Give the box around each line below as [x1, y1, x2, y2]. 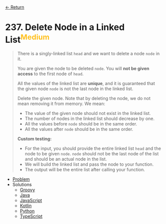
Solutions [12, 182, 32, 188]
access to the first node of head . [17, 71, 84, 77]
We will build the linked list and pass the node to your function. [24, 161, 154, 167]
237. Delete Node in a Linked [5, 22, 125, 33]
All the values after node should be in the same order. [24, 126, 134, 132]
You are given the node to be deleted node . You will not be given [17, 66, 150, 72]
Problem [12, 176, 30, 182]
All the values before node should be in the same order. [24, 121, 138, 127]
